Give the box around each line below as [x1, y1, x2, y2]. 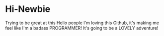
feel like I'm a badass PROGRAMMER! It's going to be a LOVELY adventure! [5, 25, 159, 31]
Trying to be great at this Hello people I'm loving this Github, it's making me [5, 20, 160, 26]
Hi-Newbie [5, 3, 51, 15]
